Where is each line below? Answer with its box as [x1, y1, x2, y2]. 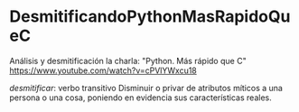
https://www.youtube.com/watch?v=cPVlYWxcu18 [9, 65, 197, 76]
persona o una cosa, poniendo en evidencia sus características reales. [9, 92, 273, 103]
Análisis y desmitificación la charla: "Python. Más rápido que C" [9, 55, 247, 66]
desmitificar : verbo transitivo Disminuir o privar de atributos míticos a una [9, 82, 283, 93]
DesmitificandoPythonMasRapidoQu [9, 6, 291, 27]
